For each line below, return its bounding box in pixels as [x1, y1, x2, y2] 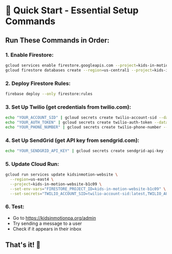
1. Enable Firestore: [5, 51, 54, 58]
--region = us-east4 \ [10, 177, 54, 182]
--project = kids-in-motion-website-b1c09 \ [10, 181, 102, 186]
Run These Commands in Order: [5, 36, 110, 45]
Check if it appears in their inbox [12, 225, 82, 232]
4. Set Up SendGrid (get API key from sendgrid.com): [5, 137, 140, 144]
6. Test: [5, 203, 25, 210]
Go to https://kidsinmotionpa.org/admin [12, 215, 96, 221]
